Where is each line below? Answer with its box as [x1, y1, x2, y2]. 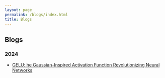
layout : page [5, 7, 32, 13]
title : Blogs [5, 17, 32, 22]
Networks [12, 67, 33, 73]
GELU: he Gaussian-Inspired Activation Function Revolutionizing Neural [12, 62, 160, 68]
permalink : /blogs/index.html [5, 12, 68, 17]
